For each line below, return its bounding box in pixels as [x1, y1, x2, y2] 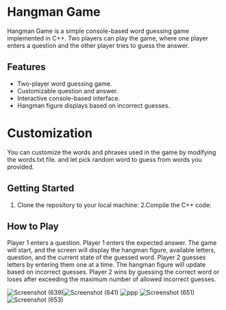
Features [7, 61, 46, 73]
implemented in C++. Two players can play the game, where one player [7, 34, 209, 42]
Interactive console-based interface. [16, 94, 121, 102]
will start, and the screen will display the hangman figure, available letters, [7, 246, 216, 254]
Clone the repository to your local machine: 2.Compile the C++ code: [16, 200, 212, 209]
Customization [7, 125, 92, 141]
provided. [7, 163, 34, 171]
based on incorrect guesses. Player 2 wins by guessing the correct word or [7, 268, 220, 276]
